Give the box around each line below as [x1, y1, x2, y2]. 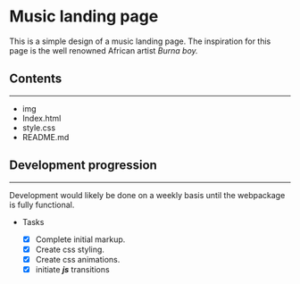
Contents [9, 71, 62, 87]
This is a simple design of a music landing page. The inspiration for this [9, 36, 271, 46]
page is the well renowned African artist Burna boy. [9, 45, 198, 55]
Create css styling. [35, 244, 105, 255]
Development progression [9, 158, 158, 173]
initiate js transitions [35, 263, 110, 274]
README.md [21, 131, 70, 142]
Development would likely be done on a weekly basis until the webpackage [9, 189, 286, 200]
